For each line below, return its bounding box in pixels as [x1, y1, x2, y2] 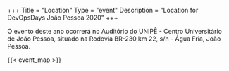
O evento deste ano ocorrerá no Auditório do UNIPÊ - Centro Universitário [7, 27, 222, 35]
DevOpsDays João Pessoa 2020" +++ [7, 13, 118, 22]
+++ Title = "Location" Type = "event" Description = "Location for [7, 6, 199, 14]
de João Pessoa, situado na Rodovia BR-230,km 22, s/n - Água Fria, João [7, 34, 221, 43]
